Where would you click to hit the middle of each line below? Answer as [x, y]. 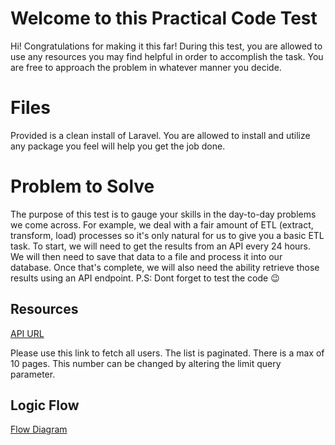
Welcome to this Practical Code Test [164, 18]
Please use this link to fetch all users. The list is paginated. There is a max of [167, 353]
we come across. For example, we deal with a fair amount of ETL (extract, [162, 224]
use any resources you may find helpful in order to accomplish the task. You [167, 56]
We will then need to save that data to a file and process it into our [146, 256]
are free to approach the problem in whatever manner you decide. [146, 67]
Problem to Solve [82, 186]
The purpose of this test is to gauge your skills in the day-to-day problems [163, 214]
